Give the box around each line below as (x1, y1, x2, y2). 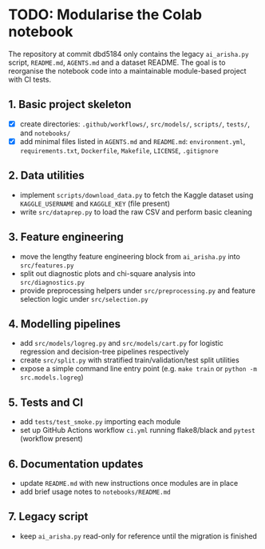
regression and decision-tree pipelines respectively (19, 347, 189, 357)
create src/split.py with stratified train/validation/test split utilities (19, 355, 239, 365)
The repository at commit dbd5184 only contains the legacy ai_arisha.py (8, 49, 249, 58)
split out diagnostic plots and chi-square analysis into (19, 268, 196, 278)
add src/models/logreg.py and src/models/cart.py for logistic (19, 339, 223, 348)
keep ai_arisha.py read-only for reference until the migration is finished (19, 531, 258, 541)
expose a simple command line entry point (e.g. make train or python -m (19, 364, 258, 374)
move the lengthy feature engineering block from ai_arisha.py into (19, 251, 241, 261)
